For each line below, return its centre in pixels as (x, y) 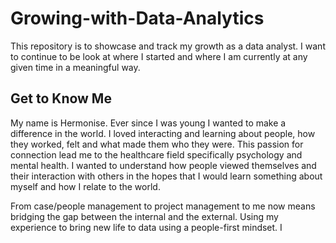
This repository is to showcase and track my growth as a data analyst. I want (168, 46)
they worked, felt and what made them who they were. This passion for (157, 144)
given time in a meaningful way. (75, 67)
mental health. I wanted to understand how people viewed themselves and (163, 165)
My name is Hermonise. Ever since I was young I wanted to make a (148, 123)
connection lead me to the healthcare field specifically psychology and (156, 154)
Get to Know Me (61, 98)
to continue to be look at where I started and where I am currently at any (159, 56)
